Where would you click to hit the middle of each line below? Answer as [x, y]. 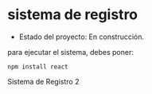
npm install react [38, 67]
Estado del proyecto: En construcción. [82, 37]
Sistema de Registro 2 [43, 81]
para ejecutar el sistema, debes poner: [71, 52]
